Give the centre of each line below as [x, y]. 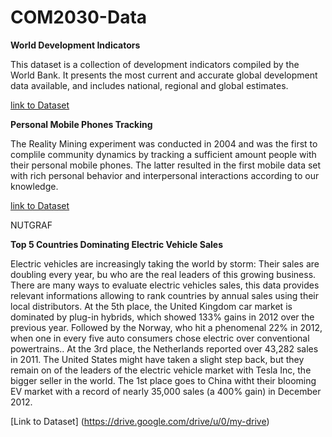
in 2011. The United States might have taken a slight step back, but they [157, 359]
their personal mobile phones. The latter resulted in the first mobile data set [166, 165]
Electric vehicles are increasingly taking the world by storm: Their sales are [165, 263]
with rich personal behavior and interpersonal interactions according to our [165, 175]
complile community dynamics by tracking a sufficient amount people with [163, 154]
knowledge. [34, 186]
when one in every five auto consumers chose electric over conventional [160, 338]
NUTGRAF [31, 225]
